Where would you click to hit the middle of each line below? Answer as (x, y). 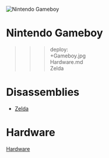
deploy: (59, 49)
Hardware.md (67, 62)
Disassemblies (43, 92)
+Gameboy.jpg (68, 56)
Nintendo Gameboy (54, 33)
